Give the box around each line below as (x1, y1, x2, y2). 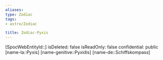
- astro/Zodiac (5, 21, 37, 26)
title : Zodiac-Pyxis (5, 30, 49, 35)
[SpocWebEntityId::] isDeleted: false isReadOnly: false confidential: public (5, 44, 158, 50)
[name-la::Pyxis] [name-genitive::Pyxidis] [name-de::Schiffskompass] (5, 49, 150, 55)
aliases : (5, 7, 24, 12)
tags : (5, 16, 17, 21)
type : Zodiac (5, 12, 33, 17)
